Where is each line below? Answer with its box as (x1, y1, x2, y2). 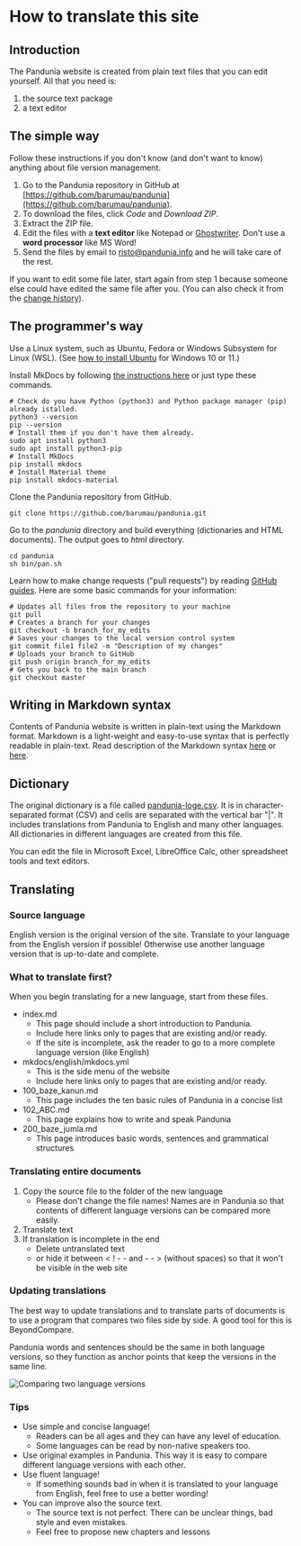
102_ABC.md (22, 1105, 70, 1116)
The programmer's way (9, 319, 144, 334)
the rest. (22, 256, 54, 267)
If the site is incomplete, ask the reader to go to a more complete (35, 1037, 276, 1048)
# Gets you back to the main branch (9, 665, 146, 674)
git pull (9, 610, 42, 619)
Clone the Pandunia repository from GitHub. (9, 491, 173, 502)
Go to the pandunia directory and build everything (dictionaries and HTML (9, 524, 284, 535)
